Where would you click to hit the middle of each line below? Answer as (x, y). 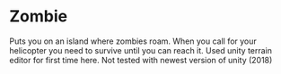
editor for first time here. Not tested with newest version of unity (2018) (141, 60)
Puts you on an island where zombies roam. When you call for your (133, 41)
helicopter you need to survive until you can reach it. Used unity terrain (140, 50)
